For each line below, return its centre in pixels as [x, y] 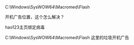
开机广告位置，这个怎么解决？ [35, 17]
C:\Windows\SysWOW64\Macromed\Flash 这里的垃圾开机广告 [67, 37]
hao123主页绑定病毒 [25, 27]
